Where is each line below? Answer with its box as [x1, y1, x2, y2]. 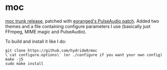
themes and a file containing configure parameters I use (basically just [5, 23, 151, 29]
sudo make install [5, 61, 44, 66]
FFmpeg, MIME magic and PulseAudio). [5, 28, 87, 34]
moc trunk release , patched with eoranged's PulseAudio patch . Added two [5, 18, 159, 24]
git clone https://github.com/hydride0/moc [5, 48, 98, 53]
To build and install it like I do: [5, 38, 67, 44]
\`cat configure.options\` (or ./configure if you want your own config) [5, 52, 163, 57]
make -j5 [5, 56, 24, 61]
